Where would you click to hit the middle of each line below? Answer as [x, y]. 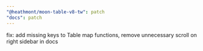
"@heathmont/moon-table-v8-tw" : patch [55, 12]
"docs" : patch [24, 18]
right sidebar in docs [32, 41]
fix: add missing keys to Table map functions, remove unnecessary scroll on [101, 35]
